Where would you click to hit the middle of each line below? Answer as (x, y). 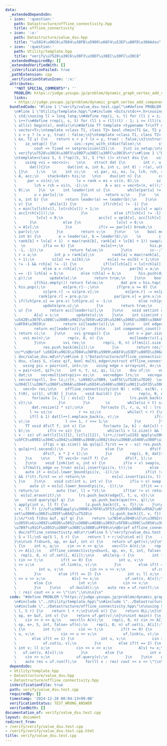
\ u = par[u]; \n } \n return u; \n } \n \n (86, 194)
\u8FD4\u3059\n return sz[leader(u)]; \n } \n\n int (82, 324)
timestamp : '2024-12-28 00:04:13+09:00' (52, 699)
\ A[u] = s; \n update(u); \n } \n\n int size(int (86, 315)
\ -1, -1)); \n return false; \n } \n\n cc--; (88, 250)
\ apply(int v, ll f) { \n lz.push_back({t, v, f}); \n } (84, 505)
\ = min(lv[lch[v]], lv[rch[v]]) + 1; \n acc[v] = (83, 209)
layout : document (23, 717)
